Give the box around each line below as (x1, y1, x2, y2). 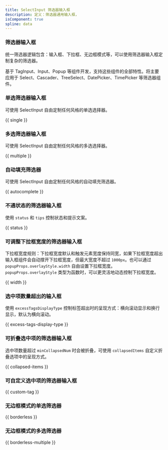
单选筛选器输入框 (5, 94, 46, 101)
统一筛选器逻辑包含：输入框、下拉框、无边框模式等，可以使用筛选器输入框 (5, 51, 158, 57)
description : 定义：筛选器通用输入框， (5, 12, 79, 17)
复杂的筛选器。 (9, 57, 40, 63)
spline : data (5, 21, 32, 27)
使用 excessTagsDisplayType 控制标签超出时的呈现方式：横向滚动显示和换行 (5, 305, 160, 311)
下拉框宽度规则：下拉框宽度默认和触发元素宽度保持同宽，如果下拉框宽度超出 (5, 251, 163, 257)
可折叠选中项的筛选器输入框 (5, 335, 72, 342)
